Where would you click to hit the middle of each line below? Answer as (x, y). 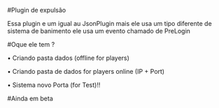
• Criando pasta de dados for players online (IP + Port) (86, 71)
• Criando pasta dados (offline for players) (68, 58)
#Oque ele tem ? (31, 44)
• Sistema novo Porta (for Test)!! (54, 85)
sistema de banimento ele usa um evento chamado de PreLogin (99, 31)
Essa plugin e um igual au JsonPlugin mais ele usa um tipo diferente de (109, 23)
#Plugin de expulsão (37, 10)
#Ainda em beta (30, 98)
